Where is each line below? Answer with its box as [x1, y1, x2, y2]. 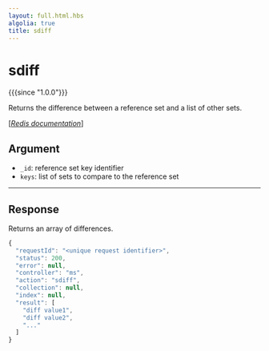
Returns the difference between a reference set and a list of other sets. [8, 103, 243, 113]
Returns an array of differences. [8, 224, 114, 233]
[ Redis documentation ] [8, 119, 84, 128]
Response [8, 202, 60, 216]
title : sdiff [8, 26, 52, 34]
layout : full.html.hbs [8, 11, 84, 20]
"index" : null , [15, 292, 66, 300]
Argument [8, 142, 60, 155]
